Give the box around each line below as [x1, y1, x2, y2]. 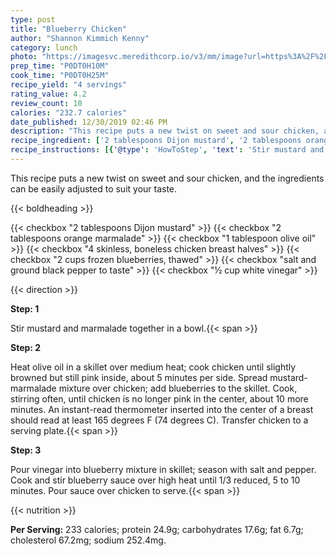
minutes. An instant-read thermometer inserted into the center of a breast [10, 403, 314, 415]
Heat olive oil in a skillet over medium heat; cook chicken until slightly [10, 361, 297, 373]
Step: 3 [10, 444, 42, 456]
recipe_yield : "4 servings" [10, 80, 128, 90]
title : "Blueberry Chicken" [10, 24, 128, 34]
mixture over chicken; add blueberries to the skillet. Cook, [58, 382, 298, 394]
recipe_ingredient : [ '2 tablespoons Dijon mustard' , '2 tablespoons [10, 136, 302, 146]
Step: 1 [10, 302, 40, 315]
